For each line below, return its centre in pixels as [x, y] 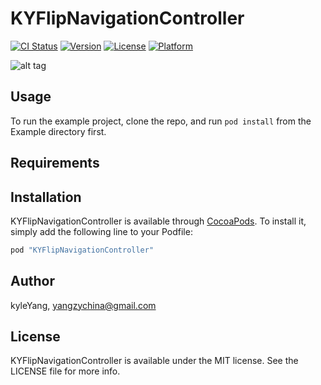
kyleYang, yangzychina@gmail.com [83, 305]
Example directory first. [58, 131]
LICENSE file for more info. [65, 371]
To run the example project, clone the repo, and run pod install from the [161, 121]
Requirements [55, 163]
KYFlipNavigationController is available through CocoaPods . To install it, [158, 221]
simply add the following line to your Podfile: [101, 231]
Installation [46, 197]
